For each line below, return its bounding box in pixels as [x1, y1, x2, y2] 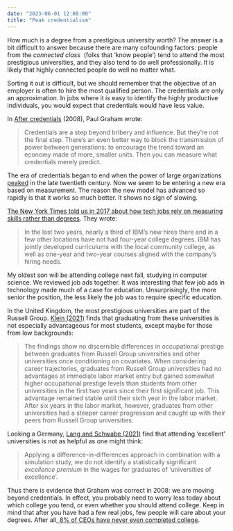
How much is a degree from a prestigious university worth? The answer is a [7, 35, 223, 44]
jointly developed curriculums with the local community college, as [24, 242, 215, 251]
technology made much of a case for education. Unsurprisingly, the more [7, 285, 217, 294]
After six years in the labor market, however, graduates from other [24, 401, 213, 409]
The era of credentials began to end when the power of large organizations [7, 171, 222, 180]
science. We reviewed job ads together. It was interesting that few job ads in [7, 278, 225, 286]
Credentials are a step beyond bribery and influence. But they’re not [24, 128, 218, 136]
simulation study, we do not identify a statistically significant [24, 457, 196, 466]
